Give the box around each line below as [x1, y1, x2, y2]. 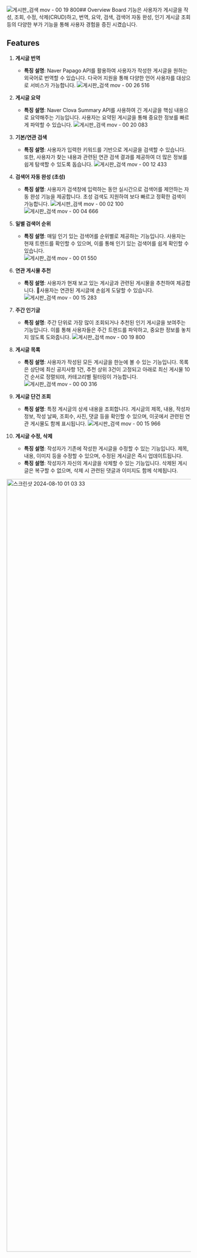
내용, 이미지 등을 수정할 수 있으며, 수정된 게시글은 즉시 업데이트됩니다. [23, 452, 183, 459]
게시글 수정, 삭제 [15, 432, 53, 439]
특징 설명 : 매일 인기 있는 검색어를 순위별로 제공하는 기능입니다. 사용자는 [23, 232, 186, 240]
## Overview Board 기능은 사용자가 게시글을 [79, 6, 183, 13]
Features [6, 38, 40, 48]
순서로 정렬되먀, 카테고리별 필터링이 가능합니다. [30, 373, 138, 380]
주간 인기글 [15, 306, 40, 313]
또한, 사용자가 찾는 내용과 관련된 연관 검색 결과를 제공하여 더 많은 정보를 [23, 153, 188, 161]
